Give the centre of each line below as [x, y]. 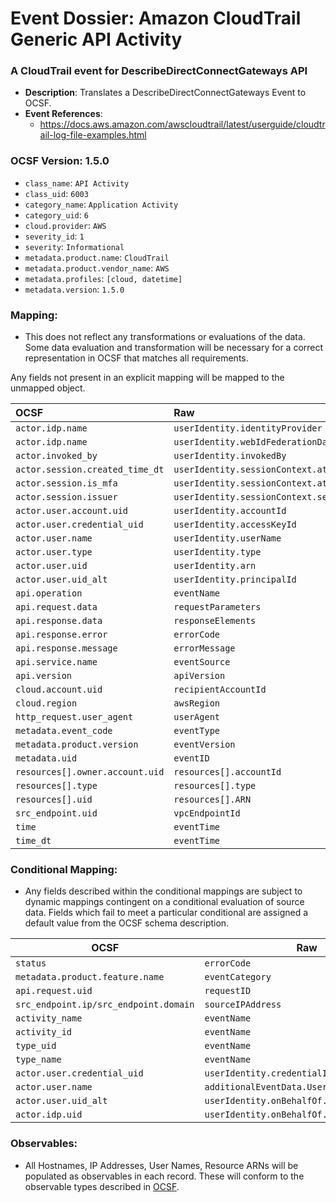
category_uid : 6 [56, 214]
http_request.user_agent [74, 717]
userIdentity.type [217, 552]
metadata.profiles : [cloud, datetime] [103, 278]
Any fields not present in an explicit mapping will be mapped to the [147, 378]
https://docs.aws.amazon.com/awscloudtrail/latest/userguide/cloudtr [182, 124]
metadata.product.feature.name [90, 977]
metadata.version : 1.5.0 [74, 289]
